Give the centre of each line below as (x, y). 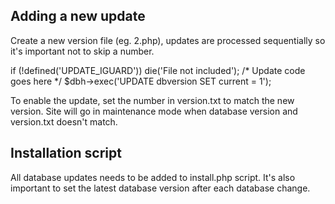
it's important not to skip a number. (82, 51)
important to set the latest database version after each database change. (160, 188)
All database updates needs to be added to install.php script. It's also (153, 177)
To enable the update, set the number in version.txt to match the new (152, 100)
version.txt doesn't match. (64, 121)
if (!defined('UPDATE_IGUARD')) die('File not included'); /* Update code (158, 70)
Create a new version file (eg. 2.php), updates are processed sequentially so (168, 40)
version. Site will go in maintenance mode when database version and (154, 111)
